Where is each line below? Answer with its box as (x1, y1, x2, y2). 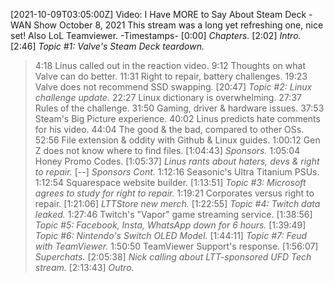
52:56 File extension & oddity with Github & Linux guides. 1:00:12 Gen (34, 134, 321, 146)
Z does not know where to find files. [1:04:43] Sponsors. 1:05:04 (34, 145, 301, 156)
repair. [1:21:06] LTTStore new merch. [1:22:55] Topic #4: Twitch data (34, 198, 321, 209)
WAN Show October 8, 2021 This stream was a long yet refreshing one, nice (10, 19, 324, 31)
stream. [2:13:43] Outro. (34, 262, 135, 273)
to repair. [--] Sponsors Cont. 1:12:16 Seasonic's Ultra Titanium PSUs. (34, 166, 320, 178)
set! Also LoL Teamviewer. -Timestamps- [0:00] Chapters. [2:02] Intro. (10, 30, 302, 41)
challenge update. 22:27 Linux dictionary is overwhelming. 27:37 (34, 92, 302, 103)
